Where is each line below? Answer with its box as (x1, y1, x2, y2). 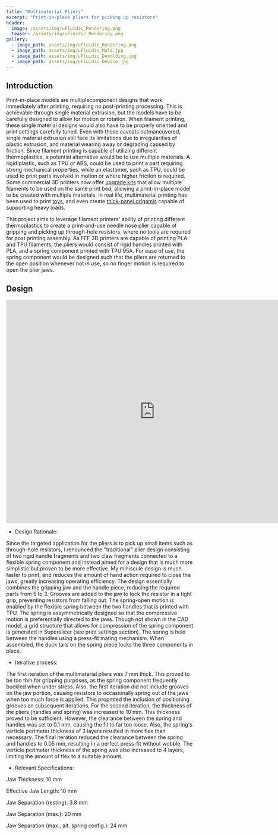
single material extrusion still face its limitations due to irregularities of (6, 135, 177, 142)
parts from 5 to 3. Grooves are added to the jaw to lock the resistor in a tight (6, 591, 192, 598)
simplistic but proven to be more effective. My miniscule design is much (6, 565, 182, 572)
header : (6, 20, 26, 26)
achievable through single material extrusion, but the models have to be (6, 109, 182, 116)
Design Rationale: (14, 528, 58, 535)
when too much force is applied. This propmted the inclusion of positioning (6, 696, 190, 703)
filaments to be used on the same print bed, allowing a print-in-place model (6, 185, 191, 193)
